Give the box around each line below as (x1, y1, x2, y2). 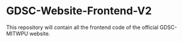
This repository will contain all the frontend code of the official (6, 24, 159, 31)
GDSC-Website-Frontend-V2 (6, 4, 152, 18)
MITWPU (6, 30, 29, 37)
